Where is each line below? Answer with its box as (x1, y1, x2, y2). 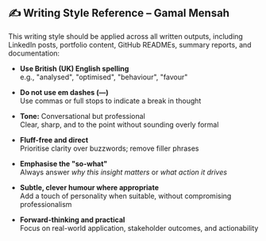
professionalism (19, 199, 72, 208)
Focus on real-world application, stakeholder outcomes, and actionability (19, 223, 259, 232)
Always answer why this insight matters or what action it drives (19, 167, 228, 177)
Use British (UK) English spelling (19, 63, 129, 73)
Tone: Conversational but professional (19, 111, 145, 120)
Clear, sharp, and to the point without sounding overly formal (19, 120, 219, 129)
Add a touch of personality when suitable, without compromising (19, 191, 232, 201)
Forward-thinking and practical (19, 215, 125, 224)
